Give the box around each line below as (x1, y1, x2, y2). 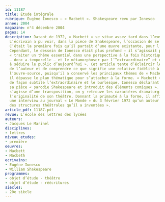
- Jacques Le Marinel (5, 121, 50, 126)
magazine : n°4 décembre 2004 (5, 25, 65, 30)
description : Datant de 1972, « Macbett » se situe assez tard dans (5, 35, 148, 40)
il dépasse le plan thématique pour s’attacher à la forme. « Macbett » (9, 76, 162, 80)
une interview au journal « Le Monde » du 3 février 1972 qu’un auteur (9, 99, 160, 103)
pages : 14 (5, 30, 26, 35)
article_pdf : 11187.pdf (5, 107, 54, 113)
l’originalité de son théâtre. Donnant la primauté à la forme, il (9, 94, 151, 99)
